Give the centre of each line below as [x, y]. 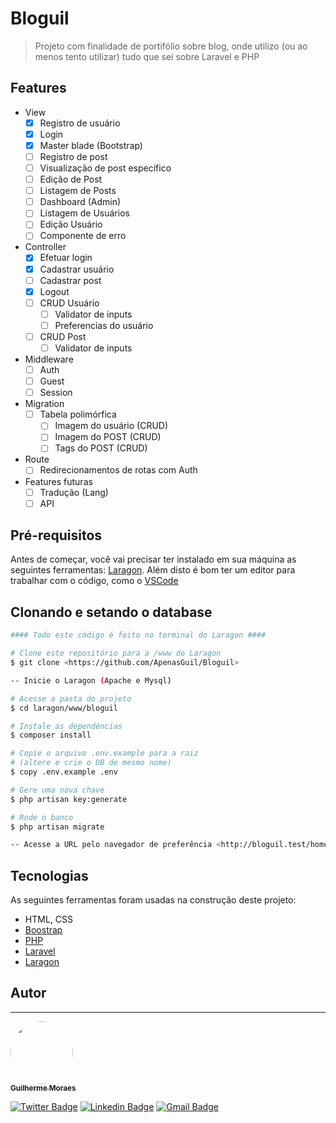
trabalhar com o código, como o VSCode [94, 581]
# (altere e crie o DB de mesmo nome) [91, 763]
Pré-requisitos [56, 535]
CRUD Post [63, 336]
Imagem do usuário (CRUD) [111, 426]
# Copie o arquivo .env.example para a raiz [104, 753]
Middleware [49, 359]
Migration [44, 404]
